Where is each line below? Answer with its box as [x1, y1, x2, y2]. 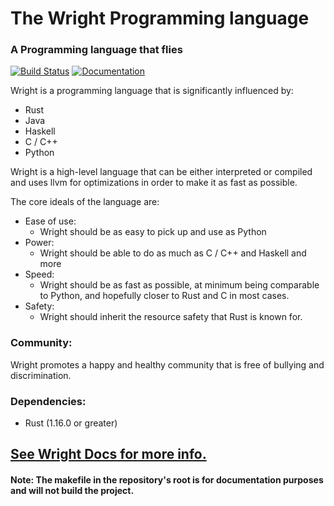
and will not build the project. [10, 485, 135, 497]
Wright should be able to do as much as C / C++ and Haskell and [39, 247, 307, 259]
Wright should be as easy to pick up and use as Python [39, 226, 267, 238]
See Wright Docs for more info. [10, 446, 207, 463]
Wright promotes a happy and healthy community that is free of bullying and [10, 358, 325, 371]
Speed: [24, 268, 55, 281]
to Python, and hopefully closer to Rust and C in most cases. [39, 290, 290, 302]
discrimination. [10, 369, 72, 381]
